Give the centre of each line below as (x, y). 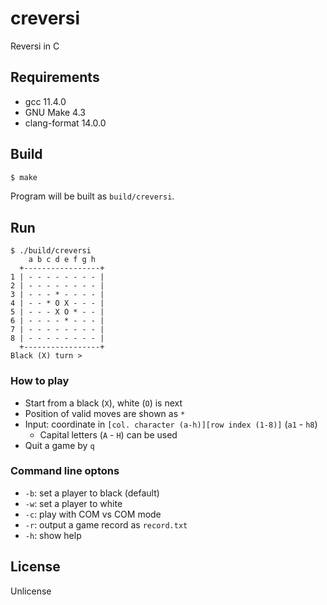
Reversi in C (35, 46)
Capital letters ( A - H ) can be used (108, 434)
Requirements (55, 77)
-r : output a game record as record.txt (106, 524)
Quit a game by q (59, 445)
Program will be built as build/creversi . (92, 196)
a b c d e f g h (62, 260)
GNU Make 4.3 (55, 112)
